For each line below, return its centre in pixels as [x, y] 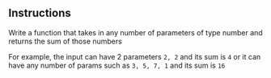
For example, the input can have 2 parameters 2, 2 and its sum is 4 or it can [135, 56]
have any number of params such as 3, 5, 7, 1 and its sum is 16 [117, 65]
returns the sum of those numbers [66, 41]
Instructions [40, 13]
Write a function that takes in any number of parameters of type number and [135, 32]
